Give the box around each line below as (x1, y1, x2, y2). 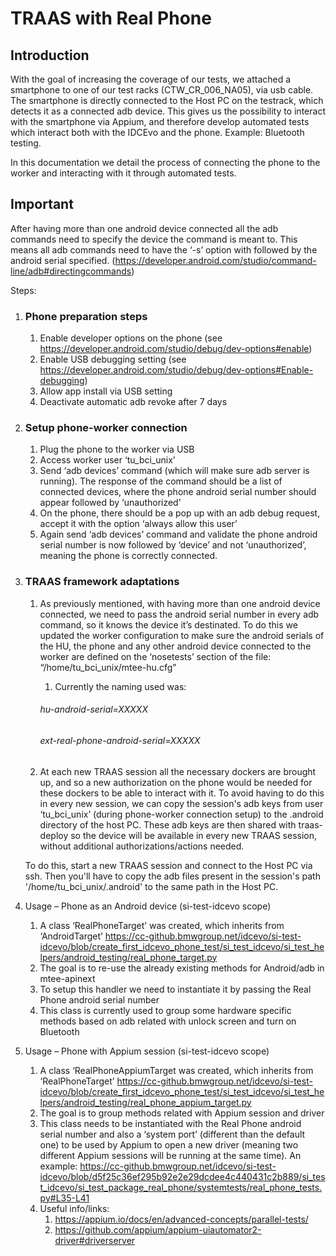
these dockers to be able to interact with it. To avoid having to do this (39, 787, 325, 799)
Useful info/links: (39, 1202, 110, 1214)
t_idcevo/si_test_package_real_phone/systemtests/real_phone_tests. (39, 1181, 323, 1193)
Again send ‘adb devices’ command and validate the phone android (39, 528, 318, 541)
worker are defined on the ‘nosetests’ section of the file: (39, 650, 272, 662)
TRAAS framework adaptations (24, 575, 180, 589)
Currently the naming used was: (54, 680, 187, 692)
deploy (39, 829, 69, 841)
